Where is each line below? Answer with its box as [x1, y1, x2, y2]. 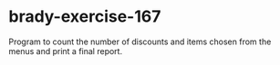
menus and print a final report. [8, 45, 123, 56]
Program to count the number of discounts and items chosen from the [8, 36, 272, 47]
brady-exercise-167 [8, 6, 161, 27]
